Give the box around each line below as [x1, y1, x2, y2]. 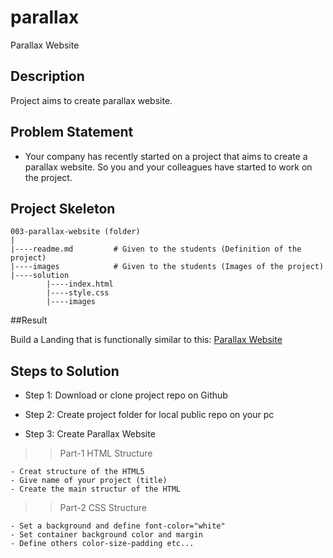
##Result [10, 314, 48, 326]
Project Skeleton [10, 200, 116, 217]
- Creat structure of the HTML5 [10, 467, 145, 477]
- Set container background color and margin [10, 530, 203, 540]
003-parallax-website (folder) [10, 227, 141, 237]
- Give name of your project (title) [10, 476, 168, 486]
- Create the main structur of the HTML [10, 484, 182, 495]
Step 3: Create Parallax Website [24, 428, 156, 440]
